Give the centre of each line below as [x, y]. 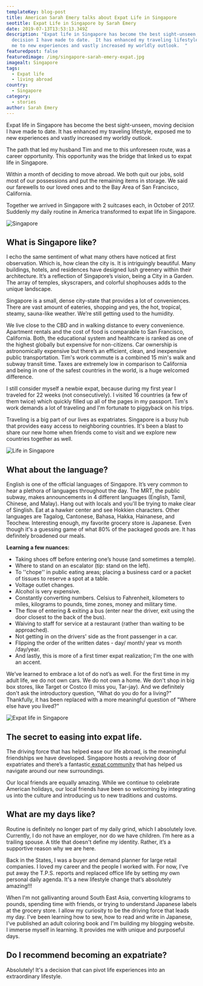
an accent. [28, 662]
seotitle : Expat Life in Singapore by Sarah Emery [71, 23]
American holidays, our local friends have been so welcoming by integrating [101, 789]
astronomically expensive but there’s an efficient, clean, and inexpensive [97, 351]
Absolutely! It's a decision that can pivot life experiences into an [86, 970]
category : [19, 96]
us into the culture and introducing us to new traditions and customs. [92, 795]
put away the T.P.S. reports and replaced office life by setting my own [93, 873]
